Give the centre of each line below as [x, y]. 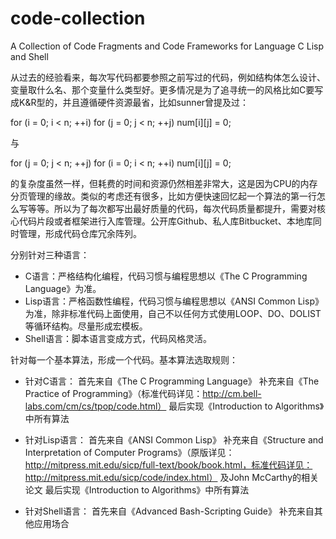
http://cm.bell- [232, 393]
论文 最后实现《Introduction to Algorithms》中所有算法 [137, 489]
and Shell [29, 56]
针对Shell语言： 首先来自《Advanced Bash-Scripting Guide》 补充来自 [169, 511]
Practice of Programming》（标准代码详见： [113, 393]
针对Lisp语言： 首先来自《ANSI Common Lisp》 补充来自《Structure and [174, 439]
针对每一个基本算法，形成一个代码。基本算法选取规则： [124, 359]
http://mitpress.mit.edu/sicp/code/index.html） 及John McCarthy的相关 [172, 477]
